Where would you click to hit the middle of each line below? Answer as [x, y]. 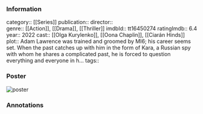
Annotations [25, 105]
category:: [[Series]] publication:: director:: [60, 22]
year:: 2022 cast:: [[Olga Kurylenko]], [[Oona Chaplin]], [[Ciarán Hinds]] [96, 35]
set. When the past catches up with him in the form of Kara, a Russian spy [98, 48]
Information [24, 9]
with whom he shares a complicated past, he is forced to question [88, 54]
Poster [16, 76]
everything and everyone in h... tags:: [53, 61]
